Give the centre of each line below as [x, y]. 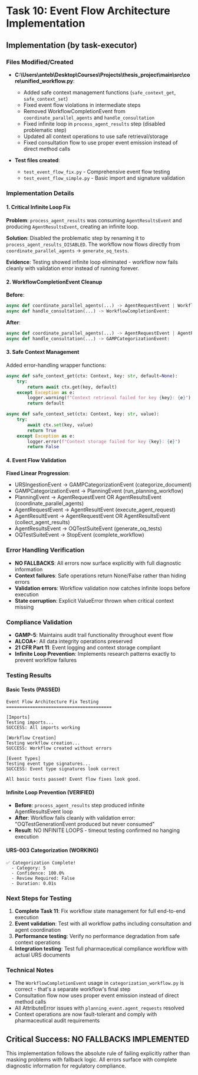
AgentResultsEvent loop [44, 811]
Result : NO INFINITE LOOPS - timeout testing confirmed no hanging [97, 830]
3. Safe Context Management [43, 352]
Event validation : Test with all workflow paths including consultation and [103, 923]
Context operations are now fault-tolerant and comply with [86, 1014]
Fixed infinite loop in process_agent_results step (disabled [94, 124]
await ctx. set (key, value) [60, 425]
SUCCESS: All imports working [43, 728]
